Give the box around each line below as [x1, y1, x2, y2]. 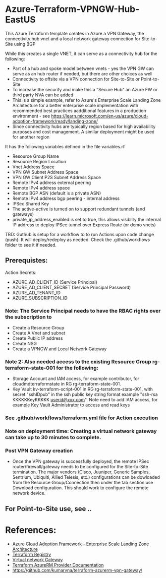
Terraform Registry [12, 551, 51, 557]
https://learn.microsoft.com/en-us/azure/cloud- [51, 113, 149, 119]
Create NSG [12, 341, 37, 347]
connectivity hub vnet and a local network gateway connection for [5, 36, 141, 42]
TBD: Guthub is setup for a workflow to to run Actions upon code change [5, 231, 154, 237]
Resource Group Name [12, 153, 59, 159]
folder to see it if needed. [5, 242, 57, 248]
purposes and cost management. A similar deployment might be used [12, 128, 155, 134]
